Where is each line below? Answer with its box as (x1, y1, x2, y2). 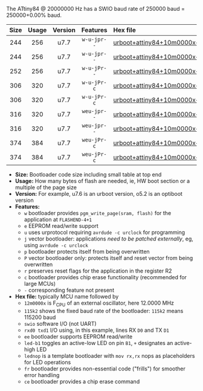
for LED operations (24, 358, 71, 366)
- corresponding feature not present (24, 286, 115, 294)
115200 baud (24, 314, 56, 321)
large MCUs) (24, 280, 56, 287)
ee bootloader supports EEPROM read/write (24, 332, 133, 340)
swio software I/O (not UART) (24, 320, 97, 327)
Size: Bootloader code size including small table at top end (14, 171, 162, 178)
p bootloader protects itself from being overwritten (24, 248, 150, 255)
